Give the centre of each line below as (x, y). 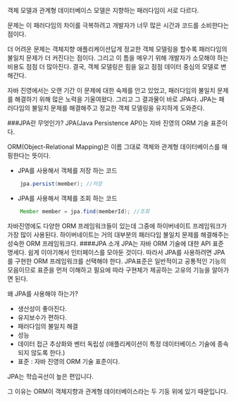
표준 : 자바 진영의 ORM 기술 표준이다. (69, 361)
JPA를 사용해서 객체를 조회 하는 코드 (67, 198)
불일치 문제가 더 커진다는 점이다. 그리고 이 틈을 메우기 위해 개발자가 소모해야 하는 (118, 58)
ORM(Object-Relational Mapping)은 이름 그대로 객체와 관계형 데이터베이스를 (114, 147)
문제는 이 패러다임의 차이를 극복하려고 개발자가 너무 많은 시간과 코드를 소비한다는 (118, 25)
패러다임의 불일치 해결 (48, 326)
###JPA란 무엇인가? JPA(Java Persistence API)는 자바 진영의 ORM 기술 (108, 123)
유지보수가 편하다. (42, 317)
